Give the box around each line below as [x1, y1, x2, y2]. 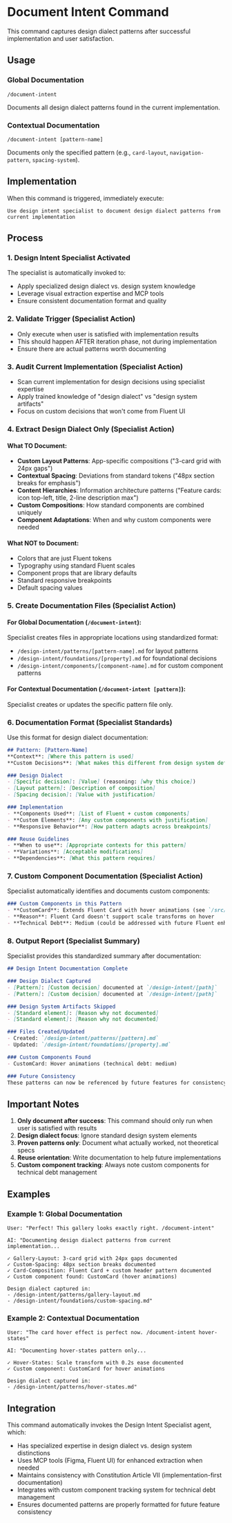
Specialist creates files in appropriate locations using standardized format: [7, 633, 219, 642]
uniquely [17, 508, 43, 516]
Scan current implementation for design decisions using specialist [17, 378, 205, 386]
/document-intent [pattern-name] [7, 136, 104, 143]
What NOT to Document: [7, 539, 79, 547]
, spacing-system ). [28, 155, 80, 163]
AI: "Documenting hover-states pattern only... [7, 1347, 147, 1354]
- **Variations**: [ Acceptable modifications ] [7, 849, 144, 856]
